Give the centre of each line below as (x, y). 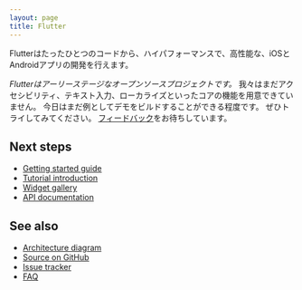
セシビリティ (33, 95)
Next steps (41, 146)
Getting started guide (62, 169)
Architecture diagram (62, 248)
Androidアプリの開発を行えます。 (71, 64)
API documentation (58, 198)
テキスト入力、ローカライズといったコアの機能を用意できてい (179, 95)
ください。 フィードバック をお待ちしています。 (144, 118)
